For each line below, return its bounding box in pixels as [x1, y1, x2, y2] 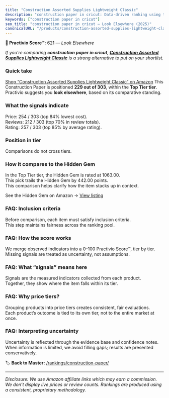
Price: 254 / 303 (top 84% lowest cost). [5, 114, 88, 120]
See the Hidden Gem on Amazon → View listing [5, 192, 104, 198]
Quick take [5, 67, 32, 74]
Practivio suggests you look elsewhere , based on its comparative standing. [5, 89, 162, 95]
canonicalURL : [5, 26, 35, 31]
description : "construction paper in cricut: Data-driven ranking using [5, 12, 161, 17]
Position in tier [5, 137, 41, 144]
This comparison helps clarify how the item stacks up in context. [5, 183, 139, 189]
